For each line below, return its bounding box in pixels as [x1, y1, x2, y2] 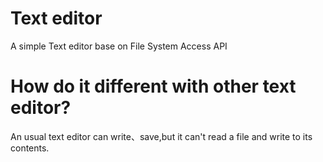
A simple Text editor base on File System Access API [10, 40, 228, 52]
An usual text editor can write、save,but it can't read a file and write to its [10, 130, 313, 142]
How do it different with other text [10, 75, 297, 98]
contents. [10, 142, 50, 154]
